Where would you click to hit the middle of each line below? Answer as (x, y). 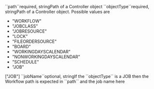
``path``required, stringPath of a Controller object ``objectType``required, (77, 6)
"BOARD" (21, 46)
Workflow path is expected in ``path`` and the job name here (65, 81)
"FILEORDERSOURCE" (34, 41)
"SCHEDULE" (25, 62)
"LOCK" (20, 36)
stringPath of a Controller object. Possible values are (58, 12)
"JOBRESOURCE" (29, 31)
